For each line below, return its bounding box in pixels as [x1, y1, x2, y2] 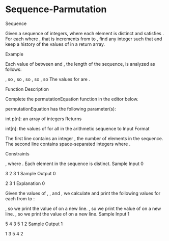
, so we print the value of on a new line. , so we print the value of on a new [5, 205, 161, 211]
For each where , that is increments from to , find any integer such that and [5, 36, 162, 42]
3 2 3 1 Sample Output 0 [5, 170, 56, 176]
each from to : [5, 195, 35, 202]
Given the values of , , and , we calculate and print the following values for [5, 190, 161, 196]
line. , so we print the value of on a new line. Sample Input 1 [5, 210, 130, 217]
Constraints [5, 150, 30, 156]
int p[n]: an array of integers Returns [5, 116, 82, 122]
